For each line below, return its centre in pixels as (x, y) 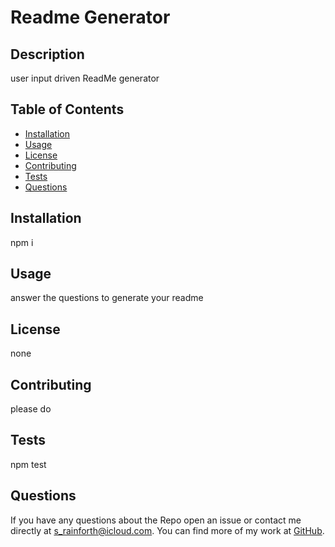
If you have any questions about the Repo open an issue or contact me (156, 520)
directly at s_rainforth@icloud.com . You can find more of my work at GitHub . (167, 530)
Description (47, 54)
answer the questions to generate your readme (107, 298)
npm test (28, 464)
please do (31, 409)
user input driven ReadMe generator (85, 78)
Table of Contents (67, 109)
